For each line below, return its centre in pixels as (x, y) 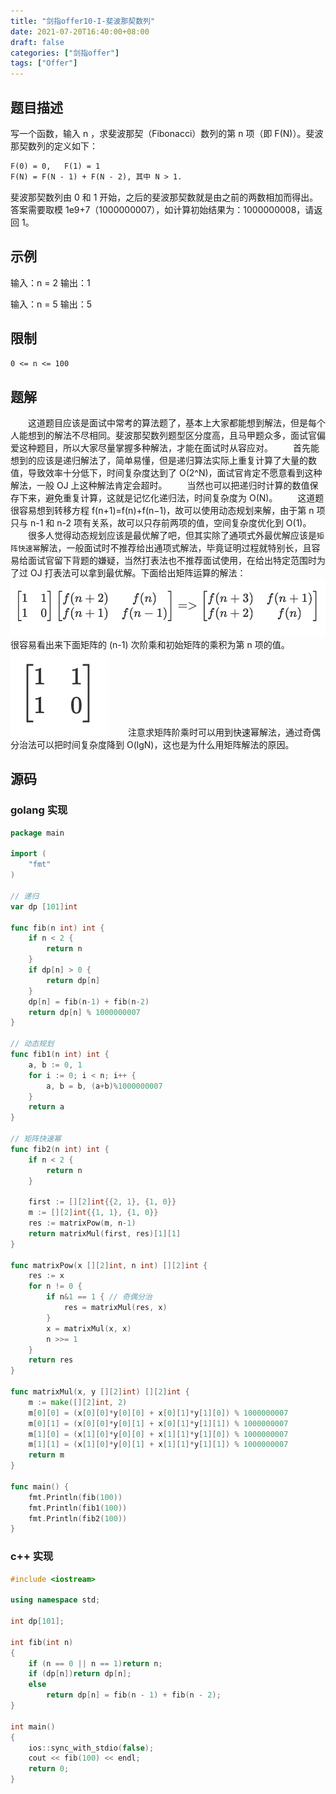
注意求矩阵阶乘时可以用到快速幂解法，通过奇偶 (224, 732)
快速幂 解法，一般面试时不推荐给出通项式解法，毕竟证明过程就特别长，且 (164, 548)
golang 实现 (39, 810)
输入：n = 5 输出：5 (51, 304)
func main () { (40, 1486)
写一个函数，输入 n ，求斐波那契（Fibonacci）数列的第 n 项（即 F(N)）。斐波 (167, 133)
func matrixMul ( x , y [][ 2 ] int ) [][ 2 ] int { (100, 1392)
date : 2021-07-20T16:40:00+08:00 (80, 31)
